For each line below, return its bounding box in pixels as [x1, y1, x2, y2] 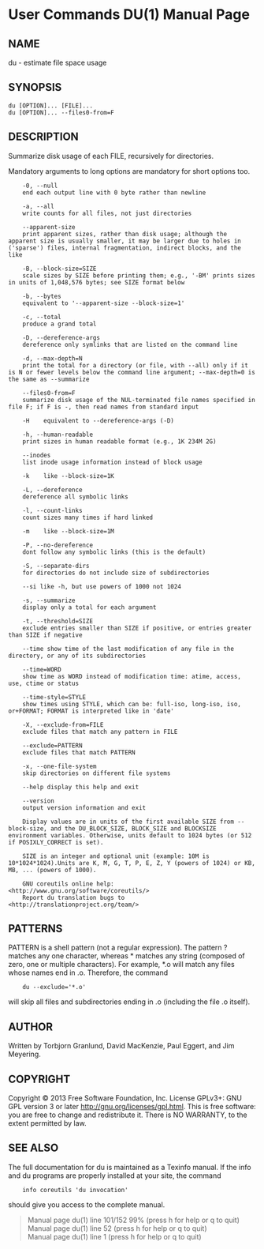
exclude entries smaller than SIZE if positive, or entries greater [22, 624, 252, 632]
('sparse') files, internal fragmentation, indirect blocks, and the [8, 243, 242, 252]
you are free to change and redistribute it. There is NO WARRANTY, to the [8, 1110, 247, 1119]
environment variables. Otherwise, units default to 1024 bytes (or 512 [8, 831, 252, 839]
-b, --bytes [22, 292, 61, 300]
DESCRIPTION [8, 130, 79, 144]
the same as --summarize [8, 375, 90, 383]
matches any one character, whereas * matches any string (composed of [8, 951, 246, 961]
